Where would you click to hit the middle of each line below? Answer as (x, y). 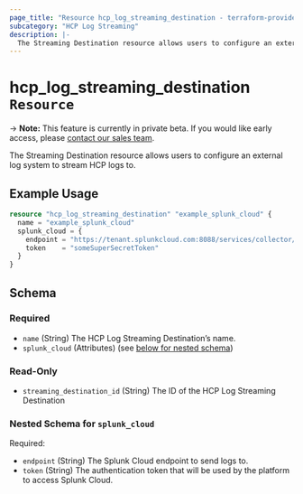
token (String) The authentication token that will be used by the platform (156, 471)
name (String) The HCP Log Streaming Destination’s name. (129, 338)
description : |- (40, 34)
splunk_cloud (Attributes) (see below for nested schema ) (128, 348)
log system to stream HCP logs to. (73, 165)
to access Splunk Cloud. (68, 480)
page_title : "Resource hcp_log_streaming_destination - (116, 18)
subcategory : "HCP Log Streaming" (74, 26)
